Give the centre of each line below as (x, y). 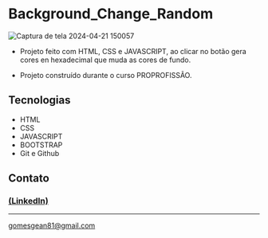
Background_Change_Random (111, 14)
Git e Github (39, 153)
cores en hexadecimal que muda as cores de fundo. (105, 60)
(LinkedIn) (29, 201)
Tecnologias (39, 100)
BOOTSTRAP (41, 145)
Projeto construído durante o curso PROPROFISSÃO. (106, 75)
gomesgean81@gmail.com (52, 226)
